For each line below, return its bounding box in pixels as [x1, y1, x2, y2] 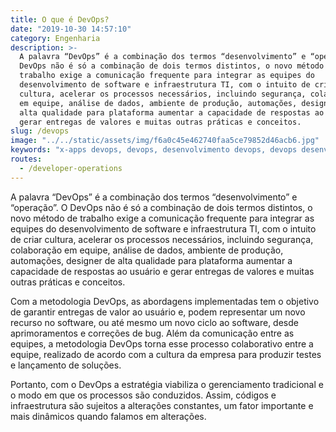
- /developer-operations [19, 163, 123, 173]
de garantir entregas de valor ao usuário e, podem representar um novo [10, 306, 306, 318]
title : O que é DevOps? [10, 14, 110, 25]
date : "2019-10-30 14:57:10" [10, 24, 132, 34]
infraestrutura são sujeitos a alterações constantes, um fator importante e [10, 399, 314, 411]
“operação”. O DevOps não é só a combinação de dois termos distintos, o [10, 201, 313, 213]
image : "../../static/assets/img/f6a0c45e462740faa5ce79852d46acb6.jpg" [10, 136, 320, 146]
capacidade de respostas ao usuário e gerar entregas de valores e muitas [10, 265, 315, 277]
